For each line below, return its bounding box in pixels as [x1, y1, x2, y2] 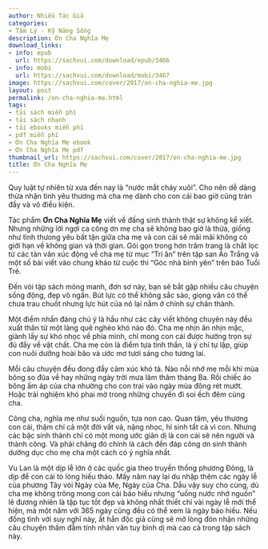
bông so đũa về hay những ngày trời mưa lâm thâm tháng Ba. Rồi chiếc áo [8, 373, 252, 382]
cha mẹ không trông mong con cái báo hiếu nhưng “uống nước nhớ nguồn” [8, 489, 256, 499]
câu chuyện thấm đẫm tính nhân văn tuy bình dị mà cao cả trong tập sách [8, 523, 250, 533]
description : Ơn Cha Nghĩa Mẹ [8, 34, 110, 42]
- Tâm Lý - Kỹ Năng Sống [8, 26, 91, 34]
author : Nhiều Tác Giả [8, 11, 84, 20]
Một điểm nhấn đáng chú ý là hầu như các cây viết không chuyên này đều [8, 314, 253, 325]
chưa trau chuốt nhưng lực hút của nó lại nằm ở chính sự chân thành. [8, 299, 235, 309]
